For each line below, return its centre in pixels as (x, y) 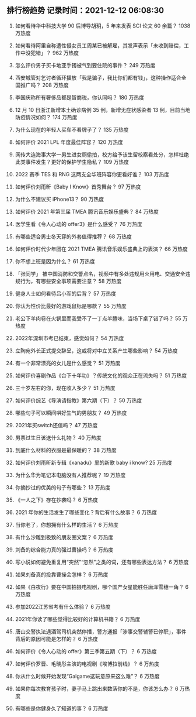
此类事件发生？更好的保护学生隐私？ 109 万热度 (72, 162)
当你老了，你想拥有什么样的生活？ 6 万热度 (67, 524)
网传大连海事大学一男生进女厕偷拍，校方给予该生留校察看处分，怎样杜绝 (102, 155)
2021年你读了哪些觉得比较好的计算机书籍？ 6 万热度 (78, 619)
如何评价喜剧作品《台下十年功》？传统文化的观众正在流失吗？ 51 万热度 (101, 375)
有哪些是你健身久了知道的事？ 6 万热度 (62, 708)
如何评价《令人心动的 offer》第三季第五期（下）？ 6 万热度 (86, 651)
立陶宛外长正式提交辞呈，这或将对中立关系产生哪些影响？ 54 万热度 (97, 351)
